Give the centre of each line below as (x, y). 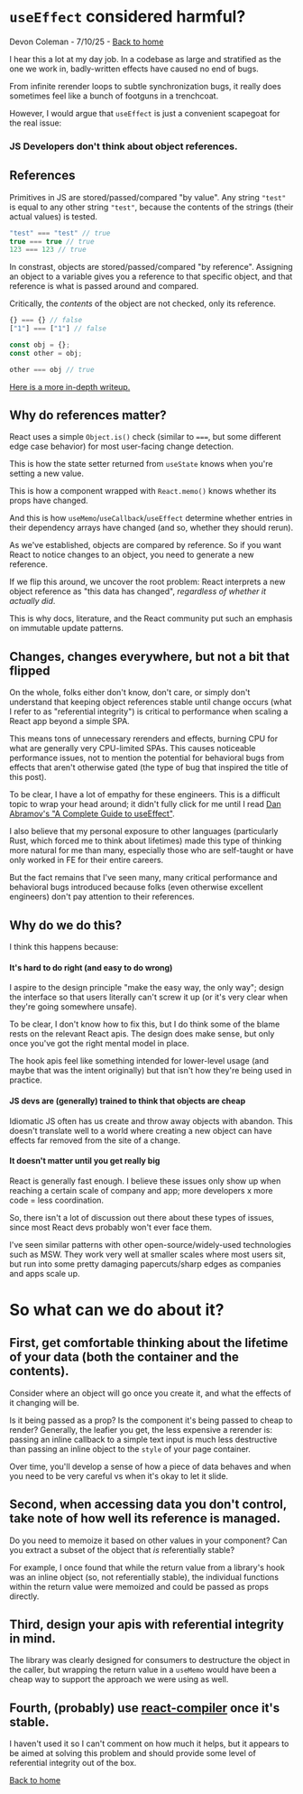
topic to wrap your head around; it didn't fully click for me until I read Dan (145, 804)
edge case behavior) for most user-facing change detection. (122, 446)
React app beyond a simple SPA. (70, 721)
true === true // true (52, 241)
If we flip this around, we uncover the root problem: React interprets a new (147, 582)
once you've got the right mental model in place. (99, 1044)
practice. (26, 1080)
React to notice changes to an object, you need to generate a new (132, 555)
